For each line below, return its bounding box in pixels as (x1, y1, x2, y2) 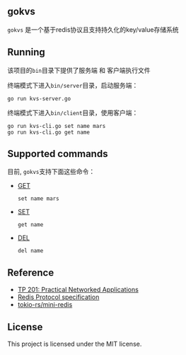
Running (7, 46, 46, 59)
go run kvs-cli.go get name (7, 129, 91, 136)
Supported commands (7, 148, 108, 160)
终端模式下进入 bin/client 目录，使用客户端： (7, 108, 139, 117)
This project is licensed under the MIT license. (7, 339, 142, 349)
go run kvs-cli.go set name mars (7, 122, 106, 129)
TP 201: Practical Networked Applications (17, 286, 139, 294)
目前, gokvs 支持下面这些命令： (7, 168, 95, 176)
